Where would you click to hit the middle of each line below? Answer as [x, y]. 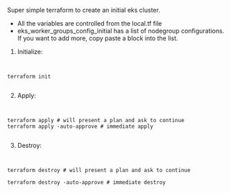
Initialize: [30, 52]
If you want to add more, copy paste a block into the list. [97, 38]
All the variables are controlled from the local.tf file [89, 23]
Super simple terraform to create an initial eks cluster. [84, 10]
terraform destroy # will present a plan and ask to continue [99, 170]
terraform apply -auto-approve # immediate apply [80, 126]
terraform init [29, 76]
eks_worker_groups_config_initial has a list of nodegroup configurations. [121, 31]
